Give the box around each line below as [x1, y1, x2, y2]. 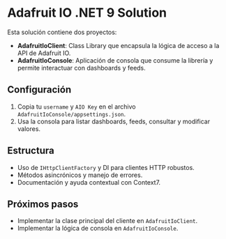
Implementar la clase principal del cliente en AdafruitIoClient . [17, 217, 198, 225]
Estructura [7, 145, 54, 157]
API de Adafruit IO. [17, 49, 71, 57]
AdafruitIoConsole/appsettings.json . [17, 109, 126, 118]
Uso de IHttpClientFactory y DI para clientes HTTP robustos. [17, 163, 195, 171]
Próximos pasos [7, 198, 79, 210]
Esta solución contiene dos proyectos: [7, 28, 117, 36]
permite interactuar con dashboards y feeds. [17, 63, 146, 72]
